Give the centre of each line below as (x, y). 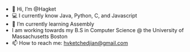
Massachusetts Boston (40, 36)
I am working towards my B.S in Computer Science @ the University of (98, 30)
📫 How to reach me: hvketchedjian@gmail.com (70, 43)
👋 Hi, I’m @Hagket (34, 9)
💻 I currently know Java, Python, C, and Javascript (74, 15)
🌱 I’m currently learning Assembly (53, 24)
